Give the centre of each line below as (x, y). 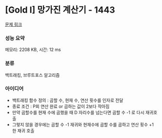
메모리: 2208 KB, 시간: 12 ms (33, 50)
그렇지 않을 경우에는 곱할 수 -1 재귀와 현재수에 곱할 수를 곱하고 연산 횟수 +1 (83, 124)
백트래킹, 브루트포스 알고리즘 (32, 75)
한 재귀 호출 (23, 130)
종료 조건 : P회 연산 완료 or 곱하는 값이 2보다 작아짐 (61, 106)
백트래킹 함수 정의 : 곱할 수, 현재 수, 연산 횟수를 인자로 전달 (68, 100)
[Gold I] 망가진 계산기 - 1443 (60, 10)
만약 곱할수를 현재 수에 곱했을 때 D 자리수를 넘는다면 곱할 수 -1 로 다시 (78, 112)
